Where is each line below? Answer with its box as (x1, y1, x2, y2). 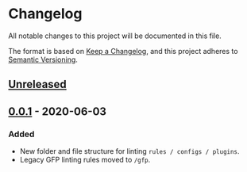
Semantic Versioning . (8, 55, 78, 64)
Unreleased (8, 78, 68, 91)
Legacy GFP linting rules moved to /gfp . (19, 155, 151, 165)
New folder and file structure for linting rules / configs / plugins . (19, 147, 240, 156)
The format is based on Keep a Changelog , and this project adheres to (8, 46, 238, 55)
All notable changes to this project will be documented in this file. (8, 31, 222, 40)
